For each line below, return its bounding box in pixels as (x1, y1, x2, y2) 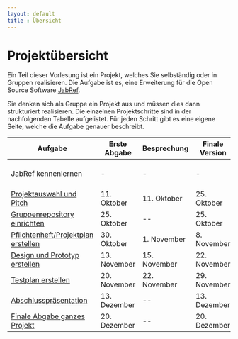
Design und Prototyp (11, 250, 80, 260)
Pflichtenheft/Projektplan (11, 230, 94, 240)
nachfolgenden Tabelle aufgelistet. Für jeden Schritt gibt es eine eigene (7, 115, 216, 123)
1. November (142, 235, 186, 245)
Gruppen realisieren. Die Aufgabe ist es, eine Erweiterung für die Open (7, 79, 213, 87)
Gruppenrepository (11, 210, 74, 220)
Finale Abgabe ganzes (11, 311, 85, 321)
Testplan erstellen (11, 275, 71, 285)
